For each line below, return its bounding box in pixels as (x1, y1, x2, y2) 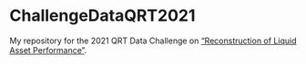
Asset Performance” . (9, 44, 87, 55)
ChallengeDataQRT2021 (9, 5, 196, 26)
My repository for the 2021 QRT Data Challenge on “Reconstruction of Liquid (9, 35, 297, 46)
